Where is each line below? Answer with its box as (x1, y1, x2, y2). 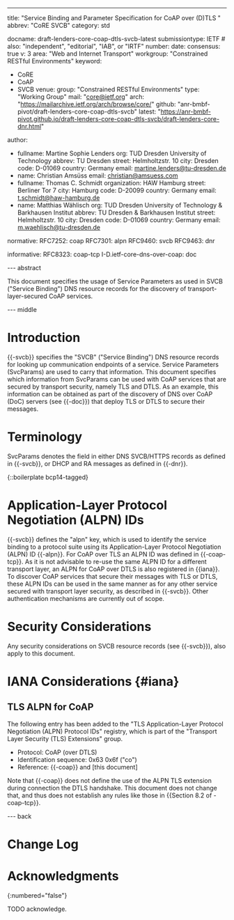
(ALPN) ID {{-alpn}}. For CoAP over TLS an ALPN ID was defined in (7, 549, 199, 558)
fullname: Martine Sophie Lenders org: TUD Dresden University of (17, 149, 207, 157)
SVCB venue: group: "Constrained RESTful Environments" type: (17, 85, 200, 93)
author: (7, 136, 28, 143)
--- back (7, 812, 32, 820)
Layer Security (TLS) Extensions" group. (7, 734, 123, 742)
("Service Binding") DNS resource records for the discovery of (7, 285, 187, 293)
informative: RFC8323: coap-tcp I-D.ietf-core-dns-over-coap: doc (7, 250, 197, 258)
